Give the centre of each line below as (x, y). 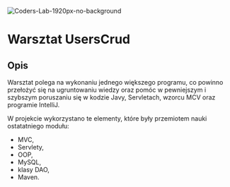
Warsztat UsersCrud (69, 40)
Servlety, (31, 147)
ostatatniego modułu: (38, 126)
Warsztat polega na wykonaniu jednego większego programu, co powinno (115, 82)
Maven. (29, 177)
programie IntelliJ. (34, 105)
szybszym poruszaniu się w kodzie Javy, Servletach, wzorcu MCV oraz (111, 97)
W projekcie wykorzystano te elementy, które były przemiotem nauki (107, 119)
